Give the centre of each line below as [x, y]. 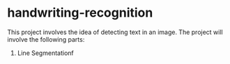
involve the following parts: [46, 39]
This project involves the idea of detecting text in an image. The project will [115, 32]
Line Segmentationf [46, 53]
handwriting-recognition [80, 13]
